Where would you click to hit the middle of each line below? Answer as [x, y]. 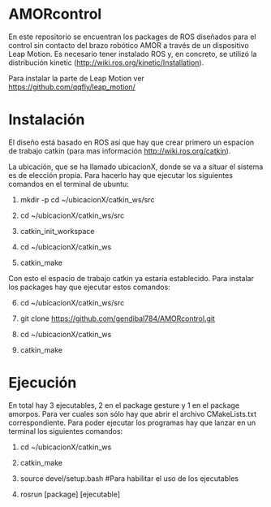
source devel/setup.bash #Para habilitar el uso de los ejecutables [129, 478]
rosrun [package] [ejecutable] [70, 494]
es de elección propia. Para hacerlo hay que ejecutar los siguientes [121, 175]
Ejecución [43, 383]
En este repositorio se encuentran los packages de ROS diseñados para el [132, 37]
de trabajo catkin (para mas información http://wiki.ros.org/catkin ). [120, 150]
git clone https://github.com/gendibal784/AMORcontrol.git [117, 318]
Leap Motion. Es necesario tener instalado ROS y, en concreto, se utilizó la [133, 54]
